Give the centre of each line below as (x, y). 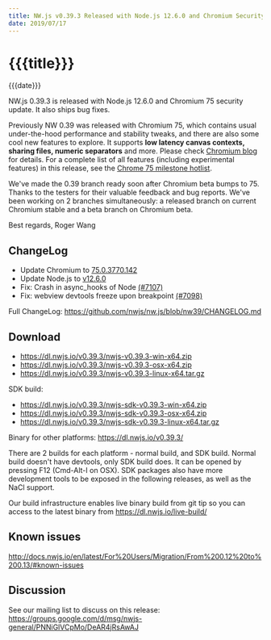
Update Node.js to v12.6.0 (63, 278)
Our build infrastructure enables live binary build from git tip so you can (127, 503)
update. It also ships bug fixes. (59, 110)
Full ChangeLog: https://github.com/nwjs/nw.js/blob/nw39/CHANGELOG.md (135, 312)
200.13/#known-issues (46, 565)
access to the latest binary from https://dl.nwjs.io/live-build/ (108, 512)
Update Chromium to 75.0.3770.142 (79, 270)
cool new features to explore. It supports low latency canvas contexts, (127, 143)
